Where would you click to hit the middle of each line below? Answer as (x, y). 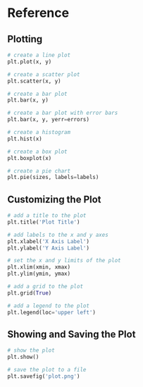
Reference (38, 13)
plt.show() (23, 357)
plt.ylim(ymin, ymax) (39, 274)
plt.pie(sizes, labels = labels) (53, 178)
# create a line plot (39, 55)
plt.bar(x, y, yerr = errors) (49, 120)
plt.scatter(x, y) (34, 81)
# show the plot (31, 350)
